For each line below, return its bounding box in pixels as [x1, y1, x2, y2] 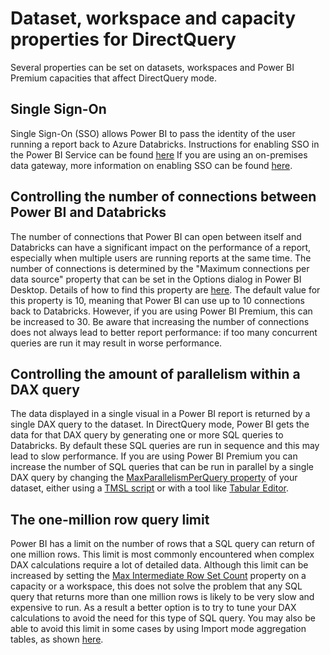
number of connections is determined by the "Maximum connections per [10, 262, 310, 274]
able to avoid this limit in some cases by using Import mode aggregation [10, 623, 307, 635]
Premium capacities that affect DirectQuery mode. [10, 72, 218, 84]
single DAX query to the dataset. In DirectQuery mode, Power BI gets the [10, 418, 310, 431]
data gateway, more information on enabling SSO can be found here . [10, 159, 293, 171]
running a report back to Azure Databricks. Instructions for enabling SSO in [10, 138, 320, 150]
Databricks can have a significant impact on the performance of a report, [10, 241, 312, 253]
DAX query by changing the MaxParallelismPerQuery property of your [10, 472, 298, 484]
